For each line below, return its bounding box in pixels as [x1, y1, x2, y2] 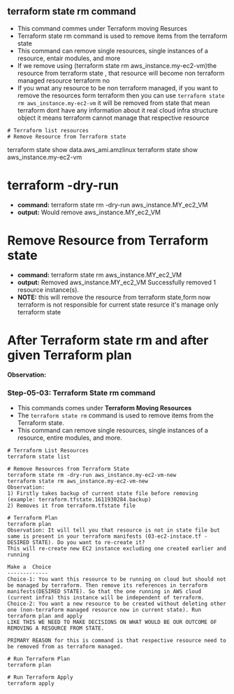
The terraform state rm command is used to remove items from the [17, 411, 214, 419]
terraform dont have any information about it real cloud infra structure [17, 106, 219, 114]
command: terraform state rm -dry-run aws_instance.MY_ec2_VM [17, 200, 208, 209]
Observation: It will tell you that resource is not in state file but [7, 527, 220, 534]
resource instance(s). [17, 285, 79, 293]
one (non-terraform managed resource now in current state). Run [7, 606, 201, 613]
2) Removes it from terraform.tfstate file [7, 502, 136, 509]
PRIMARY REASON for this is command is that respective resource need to [7, 637, 227, 644]
